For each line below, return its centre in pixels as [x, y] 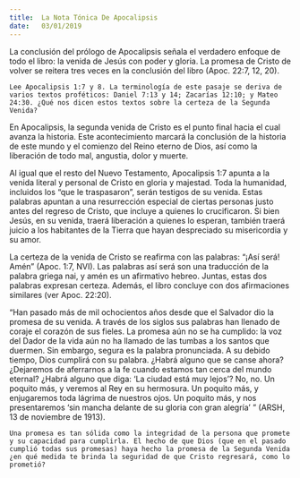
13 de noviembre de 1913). [57, 416]
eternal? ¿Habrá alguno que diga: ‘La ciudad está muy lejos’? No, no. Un [142, 379]
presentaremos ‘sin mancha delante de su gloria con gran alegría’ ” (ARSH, [147, 407]
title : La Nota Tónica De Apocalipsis [84, 17]
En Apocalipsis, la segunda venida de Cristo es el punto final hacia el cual [145, 127]
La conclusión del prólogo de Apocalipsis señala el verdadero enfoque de [145, 51]
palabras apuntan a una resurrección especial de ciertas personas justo [141, 201]
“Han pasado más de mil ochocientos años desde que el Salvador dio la [142, 312]
